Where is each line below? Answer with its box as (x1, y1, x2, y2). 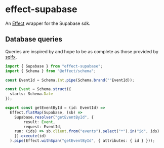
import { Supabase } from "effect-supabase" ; (5, 63, 103, 69)
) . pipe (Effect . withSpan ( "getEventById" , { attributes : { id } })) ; (10, 138, 155, 143)
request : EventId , (23, 124, 62, 129)
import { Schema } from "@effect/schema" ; (5, 68, 96, 73)
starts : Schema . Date (10, 91, 53, 97)
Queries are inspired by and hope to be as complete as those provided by (5, 48, 158, 54)
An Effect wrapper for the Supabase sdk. (5, 20, 91, 26)
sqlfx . (5, 54, 17, 60)
